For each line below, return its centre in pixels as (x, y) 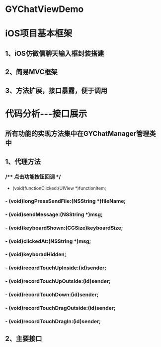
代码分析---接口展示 (46, 114)
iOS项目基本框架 (39, 34)
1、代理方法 (23, 161)
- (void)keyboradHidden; (36, 254)
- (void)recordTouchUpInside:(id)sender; (56, 268)
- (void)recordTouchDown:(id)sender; (52, 295)
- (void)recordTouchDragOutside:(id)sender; (60, 308)
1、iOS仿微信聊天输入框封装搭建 (55, 53)
